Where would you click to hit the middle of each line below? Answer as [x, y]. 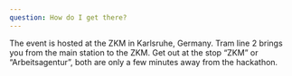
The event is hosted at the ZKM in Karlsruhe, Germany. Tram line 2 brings [146, 43]
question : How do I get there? [68, 17]
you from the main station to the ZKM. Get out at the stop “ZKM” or [134, 52]
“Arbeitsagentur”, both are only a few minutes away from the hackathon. [144, 62]
